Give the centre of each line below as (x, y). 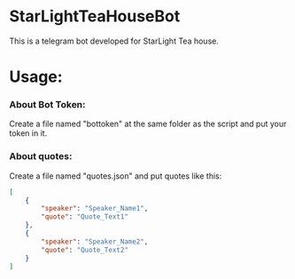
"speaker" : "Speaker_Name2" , (95, 242)
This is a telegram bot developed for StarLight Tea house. (114, 41)
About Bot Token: (47, 105)
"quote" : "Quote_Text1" (85, 217)
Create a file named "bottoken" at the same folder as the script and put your (148, 124)
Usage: (36, 77)
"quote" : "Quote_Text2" (85, 250)
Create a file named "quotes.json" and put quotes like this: (116, 176)
